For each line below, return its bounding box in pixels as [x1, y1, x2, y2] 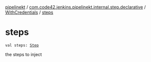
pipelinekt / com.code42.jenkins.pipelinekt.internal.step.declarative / [5, 4, 146, 10]
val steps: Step [5, 43, 39, 48]
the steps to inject [5, 51, 42, 57]
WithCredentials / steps [5, 9, 53, 15]
